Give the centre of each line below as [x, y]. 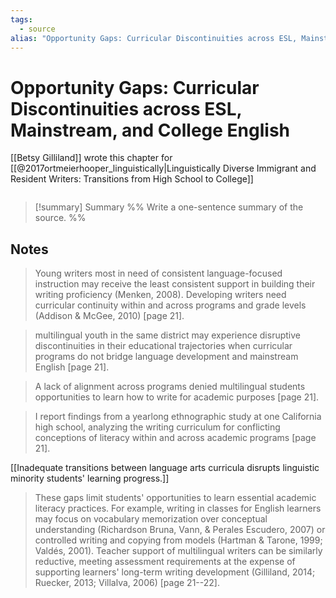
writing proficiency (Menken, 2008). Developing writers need [160, 295]
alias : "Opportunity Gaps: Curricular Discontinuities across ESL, [154, 38]
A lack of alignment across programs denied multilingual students [170, 387]
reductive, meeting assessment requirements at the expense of [165, 562]
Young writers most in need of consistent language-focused [158, 273]
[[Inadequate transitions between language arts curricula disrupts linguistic [165, 468]
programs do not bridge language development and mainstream [166, 357]
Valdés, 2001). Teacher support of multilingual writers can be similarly [178, 551]
